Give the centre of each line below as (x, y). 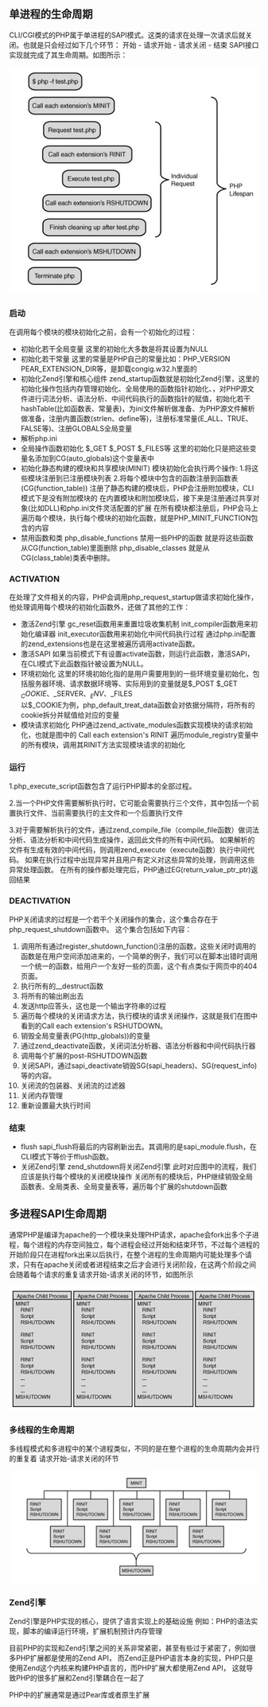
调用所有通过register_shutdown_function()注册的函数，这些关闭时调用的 (138, 946)
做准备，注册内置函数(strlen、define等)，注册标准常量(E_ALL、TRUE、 (136, 418)
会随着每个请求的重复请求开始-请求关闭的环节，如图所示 (101, 1274)
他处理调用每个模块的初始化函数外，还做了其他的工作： (99, 607)
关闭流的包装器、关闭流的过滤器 (73, 1085)
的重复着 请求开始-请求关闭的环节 (64, 1459)
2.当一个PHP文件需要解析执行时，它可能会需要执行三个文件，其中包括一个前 (134, 803)
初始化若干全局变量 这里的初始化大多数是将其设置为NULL (115, 349)
